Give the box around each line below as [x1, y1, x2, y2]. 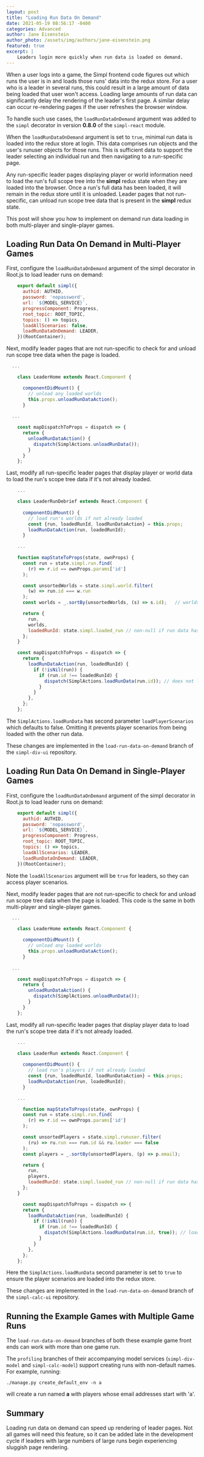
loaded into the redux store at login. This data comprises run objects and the [6, 139, 198, 147]
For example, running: [6, 1368, 61, 1375]
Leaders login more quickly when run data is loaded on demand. [17, 54, 183, 60]
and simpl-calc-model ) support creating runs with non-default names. [21, 1361, 196, 1369]
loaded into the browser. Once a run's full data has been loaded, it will [6, 184, 181, 191]
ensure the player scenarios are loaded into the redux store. [6, 1275, 156, 1282]
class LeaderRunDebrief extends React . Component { [17, 498, 148, 505]
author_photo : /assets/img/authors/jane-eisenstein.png [6, 37, 151, 43]
